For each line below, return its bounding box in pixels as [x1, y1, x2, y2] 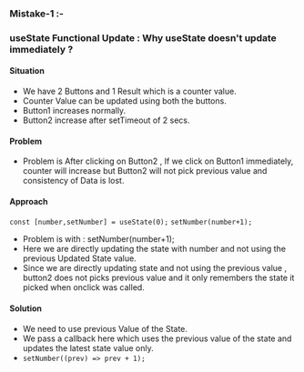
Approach [9, 196, 48, 206]
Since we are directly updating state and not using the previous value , [22, 263, 288, 274]
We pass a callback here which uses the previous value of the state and [22, 333, 292, 344]
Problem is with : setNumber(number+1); [22, 234, 175, 245]
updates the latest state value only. [22, 342, 155, 353]
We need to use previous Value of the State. [22, 323, 188, 334]
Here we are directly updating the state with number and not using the [22, 244, 287, 255]
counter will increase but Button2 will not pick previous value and [22, 166, 268, 176]
